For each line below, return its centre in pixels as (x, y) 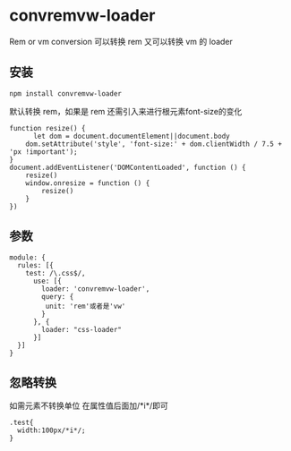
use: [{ (47, 281)
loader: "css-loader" (82, 329)
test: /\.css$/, (56, 273)
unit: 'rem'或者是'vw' (86, 306)
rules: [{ (35, 265)
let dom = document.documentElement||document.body (131, 136)
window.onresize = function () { (88, 183)
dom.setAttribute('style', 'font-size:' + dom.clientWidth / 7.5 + (154, 144)
